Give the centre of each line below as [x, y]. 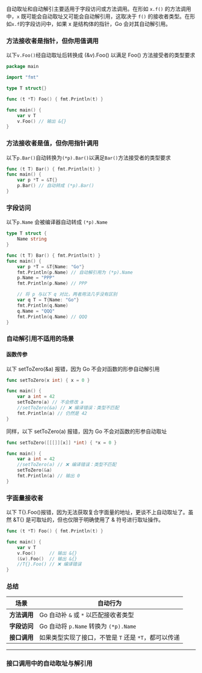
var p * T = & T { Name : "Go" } [51, 266]
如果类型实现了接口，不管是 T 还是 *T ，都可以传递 [110, 638]
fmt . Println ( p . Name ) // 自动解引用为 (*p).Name [75, 272]
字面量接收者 [25, 498]
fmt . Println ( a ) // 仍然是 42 [52, 413]
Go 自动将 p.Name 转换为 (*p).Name [88, 626]
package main [23, 67]
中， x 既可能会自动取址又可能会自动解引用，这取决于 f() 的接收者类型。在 [98, 16]
